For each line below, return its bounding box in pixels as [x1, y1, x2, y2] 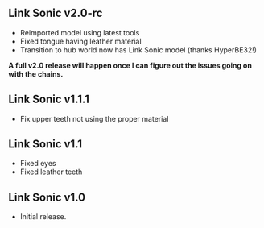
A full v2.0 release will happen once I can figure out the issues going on [8, 60, 252, 70]
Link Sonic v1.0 [8, 190, 86, 204]
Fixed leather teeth [19, 167, 83, 176]
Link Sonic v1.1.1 [8, 93, 90, 106]
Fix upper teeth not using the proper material [19, 114, 169, 123]
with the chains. [8, 68, 64, 79]
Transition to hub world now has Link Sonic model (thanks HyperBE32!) [19, 44, 258, 55]
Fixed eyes [19, 159, 56, 168]
